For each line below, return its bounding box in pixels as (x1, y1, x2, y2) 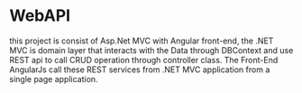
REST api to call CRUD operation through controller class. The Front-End (9, 54, 279, 65)
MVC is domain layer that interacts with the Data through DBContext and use (9, 44, 294, 55)
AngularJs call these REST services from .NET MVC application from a (9, 64, 270, 75)
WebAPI (9, 5, 70, 26)
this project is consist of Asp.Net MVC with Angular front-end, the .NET (9, 35, 274, 46)
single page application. (9, 73, 98, 84)
